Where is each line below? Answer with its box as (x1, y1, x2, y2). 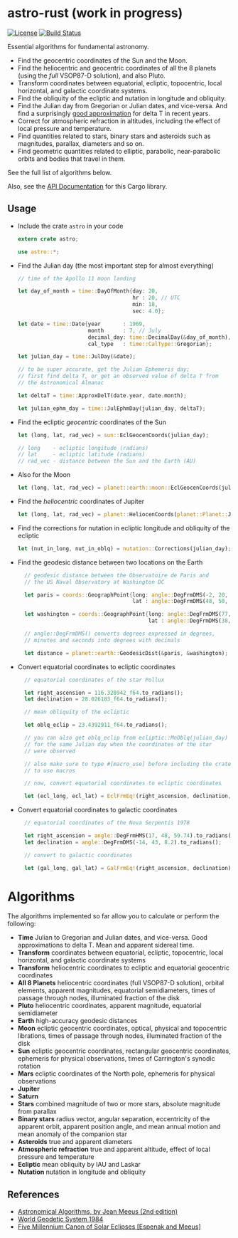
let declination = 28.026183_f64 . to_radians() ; (24, 696, 168, 703)
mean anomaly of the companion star (17, 1130, 128, 1138)
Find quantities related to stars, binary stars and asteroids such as (17, 132, 211, 140)
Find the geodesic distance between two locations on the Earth (17, 557, 203, 567)
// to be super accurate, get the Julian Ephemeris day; (17, 366, 190, 373)
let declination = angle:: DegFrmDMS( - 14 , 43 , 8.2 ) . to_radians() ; (24, 839, 222, 846)
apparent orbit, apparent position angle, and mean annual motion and (17, 1123, 221, 1131)
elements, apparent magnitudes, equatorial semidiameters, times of (17, 986, 216, 995)
